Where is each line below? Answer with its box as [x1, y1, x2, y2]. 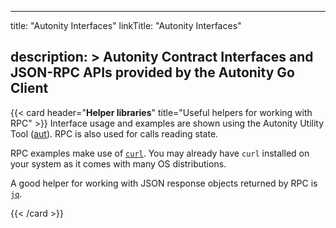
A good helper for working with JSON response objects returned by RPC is [10, 177, 318, 189]
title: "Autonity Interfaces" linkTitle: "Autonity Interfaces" [10, 20, 242, 31]
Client [10, 80, 49, 97]
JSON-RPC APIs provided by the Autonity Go [10, 64, 295, 81]
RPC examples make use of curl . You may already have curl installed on [10, 147, 310, 159]
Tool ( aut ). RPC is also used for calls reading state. [10, 127, 219, 140]
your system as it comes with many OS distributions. [10, 157, 227, 170]
